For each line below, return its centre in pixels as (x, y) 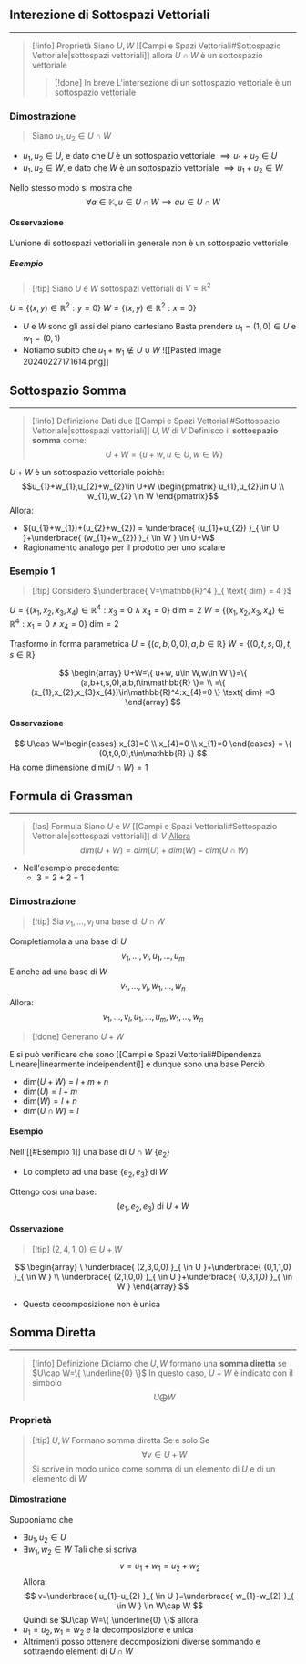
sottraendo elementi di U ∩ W (78, 1651)
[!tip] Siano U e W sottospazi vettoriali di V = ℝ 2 (121, 287)
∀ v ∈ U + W (164, 1454)
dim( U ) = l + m (50, 1091)
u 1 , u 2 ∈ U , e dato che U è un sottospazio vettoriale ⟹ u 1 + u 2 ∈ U (150, 156)
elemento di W (59, 1478)
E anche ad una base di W (58, 972)
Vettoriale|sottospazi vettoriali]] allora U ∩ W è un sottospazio (147, 55)
